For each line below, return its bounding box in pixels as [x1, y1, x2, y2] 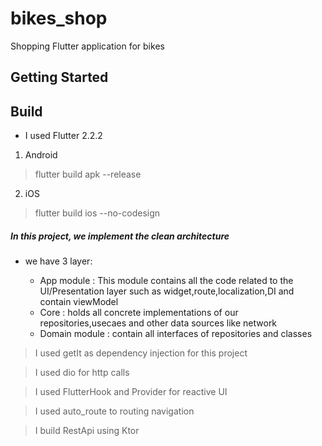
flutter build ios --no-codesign [34, 207, 161, 219]
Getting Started [10, 69, 109, 86]
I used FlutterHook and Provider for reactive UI [34, 386, 228, 398]
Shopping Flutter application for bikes [10, 40, 165, 52]
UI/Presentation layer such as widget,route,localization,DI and [39, 285, 295, 297]
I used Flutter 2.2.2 [24, 130, 103, 142]
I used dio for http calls [34, 367, 130, 379]
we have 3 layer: [24, 255, 93, 267]
